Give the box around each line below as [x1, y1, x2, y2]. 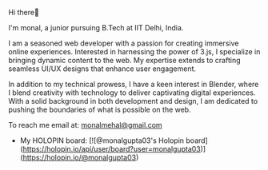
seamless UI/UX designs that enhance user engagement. [8, 64, 197, 73]
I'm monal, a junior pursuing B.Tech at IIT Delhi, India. [8, 23, 184, 32]
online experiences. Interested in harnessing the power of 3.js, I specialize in [8, 47, 261, 56]
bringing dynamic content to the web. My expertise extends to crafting [8, 56, 242, 65]
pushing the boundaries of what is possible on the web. [8, 105, 191, 114]
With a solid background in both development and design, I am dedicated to [8, 97, 258, 105]
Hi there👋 [8, 8, 40, 17]
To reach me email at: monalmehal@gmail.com [8, 121, 162, 129]
